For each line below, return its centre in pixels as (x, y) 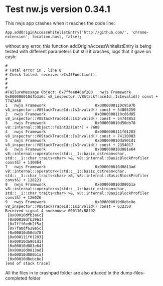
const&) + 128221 (23, 180)
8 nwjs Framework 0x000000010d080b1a (70, 184)
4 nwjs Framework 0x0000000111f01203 (70, 131)
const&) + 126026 (23, 197)
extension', (18, 37)
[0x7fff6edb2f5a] (25, 224)
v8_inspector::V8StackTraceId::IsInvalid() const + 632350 (68, 206)
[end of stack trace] (28, 263)
